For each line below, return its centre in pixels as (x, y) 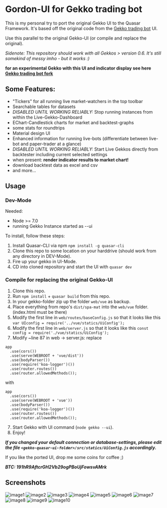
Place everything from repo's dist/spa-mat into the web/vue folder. (80, 307)
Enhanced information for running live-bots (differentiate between (80, 138)
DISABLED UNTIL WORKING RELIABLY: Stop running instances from (82, 112)
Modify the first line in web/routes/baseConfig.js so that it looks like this (86, 317)
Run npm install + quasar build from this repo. (61, 296)
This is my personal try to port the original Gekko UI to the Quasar (73, 23)
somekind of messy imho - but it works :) (47, 58)
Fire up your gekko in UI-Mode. (45, 262)
